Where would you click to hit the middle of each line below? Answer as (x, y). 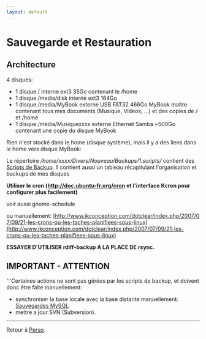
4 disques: (20, 80)
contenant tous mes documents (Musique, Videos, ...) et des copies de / (106, 111)
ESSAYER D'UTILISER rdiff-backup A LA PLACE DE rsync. (81, 247)
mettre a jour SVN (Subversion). (55, 312)
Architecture (31, 65)
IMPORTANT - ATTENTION (58, 266)
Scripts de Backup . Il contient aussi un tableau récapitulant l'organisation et (102, 167)
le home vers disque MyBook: (44, 149)
